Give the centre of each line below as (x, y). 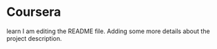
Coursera (34, 12)
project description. (34, 38)
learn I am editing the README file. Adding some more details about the (108, 31)
